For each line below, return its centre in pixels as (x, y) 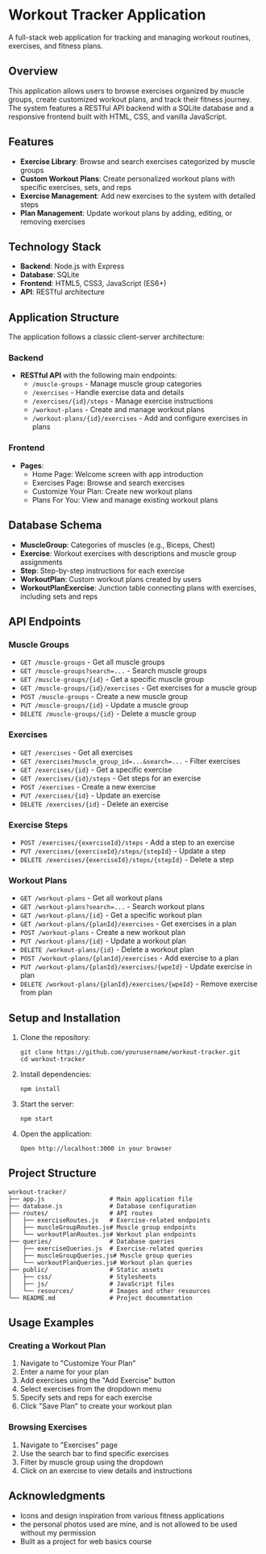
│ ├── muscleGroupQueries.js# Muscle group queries (101, 1255)
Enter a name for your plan (64, 1372)
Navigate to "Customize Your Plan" (78, 1363)
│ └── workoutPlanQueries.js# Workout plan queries (101, 1262)
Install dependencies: (56, 1074)
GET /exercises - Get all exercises (76, 752)
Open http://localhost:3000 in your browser (96, 1148)
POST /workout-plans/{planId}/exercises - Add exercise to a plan (129, 958)
